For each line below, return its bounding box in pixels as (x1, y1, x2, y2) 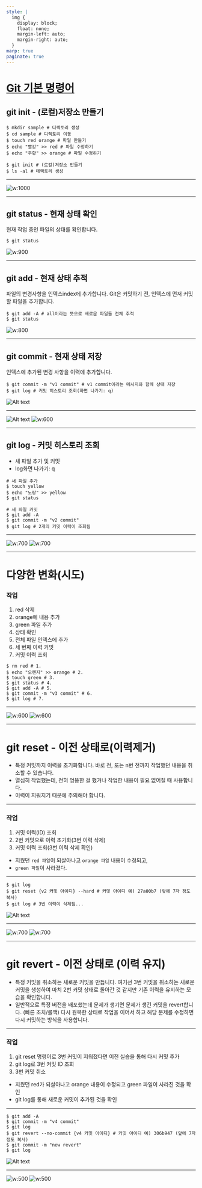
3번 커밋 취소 (14, 1068, 46, 1075)
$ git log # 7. (6, 696, 44, 702)
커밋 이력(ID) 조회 (14, 828, 57, 836)
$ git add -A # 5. (6, 685, 52, 692)
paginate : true (6, 54, 44, 60)
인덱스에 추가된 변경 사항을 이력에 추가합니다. (6, 368, 112, 376)
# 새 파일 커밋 (6, 506, 38, 512)
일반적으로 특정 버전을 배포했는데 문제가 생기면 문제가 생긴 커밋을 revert (14, 1001, 184, 1008)
